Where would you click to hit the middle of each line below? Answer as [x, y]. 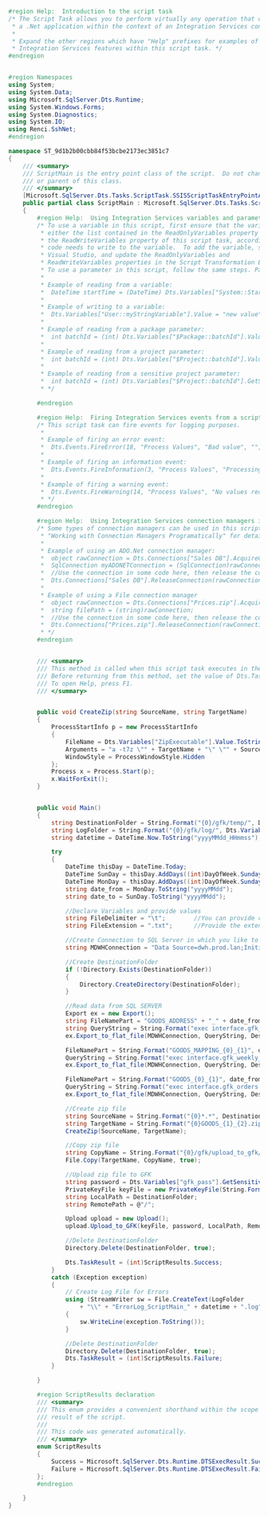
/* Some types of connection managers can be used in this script [150, 529]
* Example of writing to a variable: [103, 307]
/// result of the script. [82, 1417]
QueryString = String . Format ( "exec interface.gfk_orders [162, 1087]
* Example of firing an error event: [103, 440]
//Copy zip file [92, 1146]
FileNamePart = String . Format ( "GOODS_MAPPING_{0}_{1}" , [160, 1050]
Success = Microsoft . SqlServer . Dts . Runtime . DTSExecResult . [151, 1461]
